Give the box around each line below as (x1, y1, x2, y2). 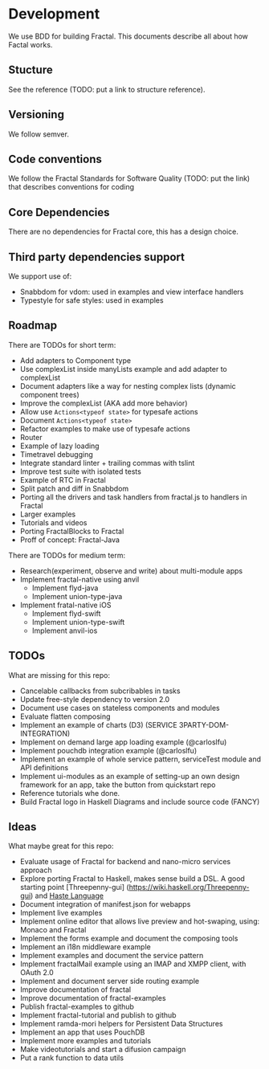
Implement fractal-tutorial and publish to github (19, 1010, 177, 1020)
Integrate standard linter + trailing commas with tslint (19, 458, 195, 467)
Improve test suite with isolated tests (19, 467, 142, 476)
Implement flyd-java (31, 583, 99, 593)
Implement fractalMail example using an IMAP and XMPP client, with (19, 959, 247, 969)
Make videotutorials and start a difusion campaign (19, 1045, 186, 1055)
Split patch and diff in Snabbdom (19, 483, 129, 493)
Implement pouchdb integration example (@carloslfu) (19, 745, 198, 755)
